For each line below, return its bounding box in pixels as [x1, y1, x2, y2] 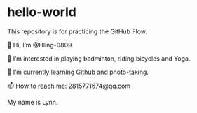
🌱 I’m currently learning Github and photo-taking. [7, 68, 149, 76]
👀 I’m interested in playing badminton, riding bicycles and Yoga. [7, 54, 191, 63]
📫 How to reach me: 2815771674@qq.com [7, 82, 131, 90]
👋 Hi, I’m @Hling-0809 [7, 40, 72, 49]
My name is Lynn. [7, 98, 58, 106]
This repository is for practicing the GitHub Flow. [7, 27, 147, 36]
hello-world [7, 4, 77, 20]
